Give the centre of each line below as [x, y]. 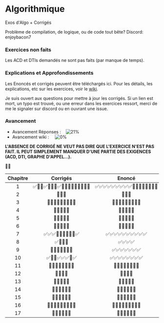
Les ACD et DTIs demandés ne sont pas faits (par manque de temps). [75, 60]
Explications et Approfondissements [49, 73]
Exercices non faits [28, 50]
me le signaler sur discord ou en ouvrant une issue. [57, 109]
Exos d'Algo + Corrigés [28, 22]
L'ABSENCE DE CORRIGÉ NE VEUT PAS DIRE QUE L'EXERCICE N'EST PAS [80, 146]
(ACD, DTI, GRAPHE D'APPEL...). [38, 156]
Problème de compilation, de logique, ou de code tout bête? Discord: [74, 32]
